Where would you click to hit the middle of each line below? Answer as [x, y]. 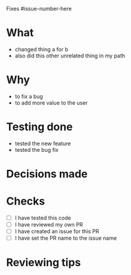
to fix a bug [29, 96]
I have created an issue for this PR [57, 231]
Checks [26, 201]
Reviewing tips [44, 263]
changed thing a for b [42, 49]
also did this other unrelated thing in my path [70, 56]
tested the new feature [43, 143]
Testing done [39, 127]
